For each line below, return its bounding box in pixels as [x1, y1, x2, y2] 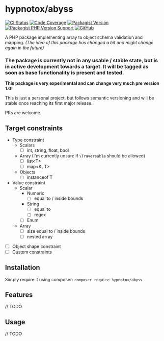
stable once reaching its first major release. [5, 100, 93, 106]
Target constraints [5, 124, 63, 132]
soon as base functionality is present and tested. [5, 69, 124, 76]
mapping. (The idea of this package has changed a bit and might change [5, 39, 154, 45]
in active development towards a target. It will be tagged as [5, 63, 149, 70]
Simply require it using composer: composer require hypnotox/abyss [5, 276, 143, 282]
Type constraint [12, 137, 44, 143]
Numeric [27, 190, 45, 196]
